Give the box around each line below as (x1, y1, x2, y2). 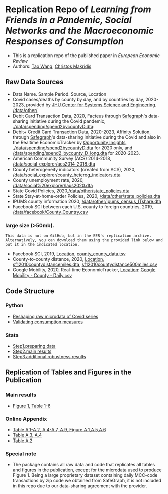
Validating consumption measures (12, 319, 83, 325)
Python (5, 302, 24, 309)
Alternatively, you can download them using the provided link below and (5, 238, 163, 243)
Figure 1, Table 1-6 (12, 403, 51, 409)
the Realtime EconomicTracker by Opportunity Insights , (12, 139, 127, 145)
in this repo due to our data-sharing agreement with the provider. (12, 483, 147, 489)
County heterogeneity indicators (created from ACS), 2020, (12, 166, 136, 172)
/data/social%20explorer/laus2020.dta (12, 182, 93, 188)
